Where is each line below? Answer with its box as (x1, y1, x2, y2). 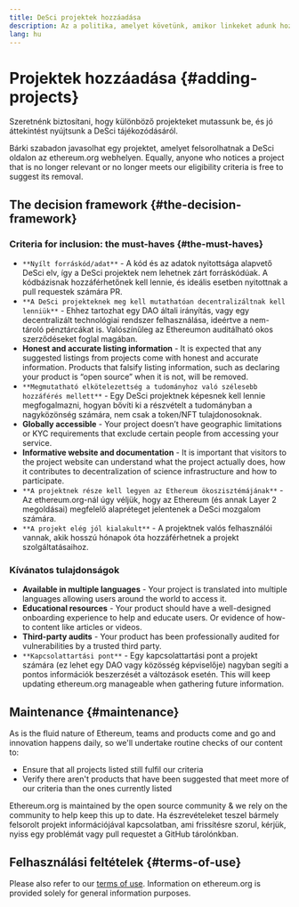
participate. (21, 475, 65, 486)
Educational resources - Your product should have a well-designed (21, 603, 271, 614)
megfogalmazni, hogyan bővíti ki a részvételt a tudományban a (21, 400, 253, 410)
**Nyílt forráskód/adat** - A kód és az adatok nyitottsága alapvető (21, 258, 273, 268)
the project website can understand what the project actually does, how (21, 457, 287, 467)
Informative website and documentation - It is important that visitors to (21, 447, 287, 458)
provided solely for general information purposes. (9, 887, 191, 898)
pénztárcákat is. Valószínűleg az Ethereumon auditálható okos (45, 324, 274, 335)
